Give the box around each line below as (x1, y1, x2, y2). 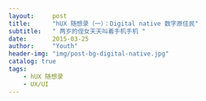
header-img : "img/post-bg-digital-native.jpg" (8, 50, 169, 58)
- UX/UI (23, 80, 49, 88)
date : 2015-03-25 (8, 34, 90, 43)
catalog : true (8, 58, 57, 66)
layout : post (8, 11, 68, 20)
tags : (8, 65, 27, 73)
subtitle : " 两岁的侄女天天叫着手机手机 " (8, 27, 147, 35)
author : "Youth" (8, 42, 79, 50)
